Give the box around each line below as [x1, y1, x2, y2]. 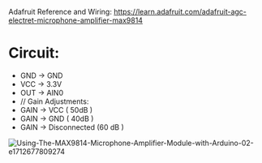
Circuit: [8, 44, 60, 62]
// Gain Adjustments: [19, 97, 89, 106]
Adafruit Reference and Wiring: [8, 7, 112, 16]
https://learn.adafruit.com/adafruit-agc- [113, 7, 247, 16]
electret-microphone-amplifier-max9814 [8, 15, 144, 25]
